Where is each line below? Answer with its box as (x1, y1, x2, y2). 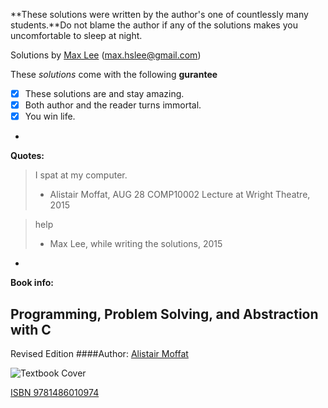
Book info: (10, 277, 54, 289)
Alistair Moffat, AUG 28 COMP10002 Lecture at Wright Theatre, (49, 189, 311, 201)
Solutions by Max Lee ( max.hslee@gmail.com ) (10, 49, 202, 61)
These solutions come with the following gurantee (10, 69, 218, 80)
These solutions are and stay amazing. (24, 88, 185, 99)
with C (10, 321, 52, 338)
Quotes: (10, 150, 45, 162)
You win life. (24, 110, 76, 123)
